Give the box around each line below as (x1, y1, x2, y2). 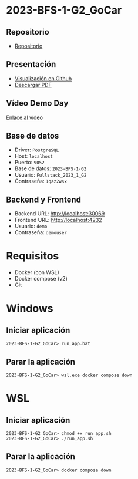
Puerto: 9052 (14, 159, 45, 166)
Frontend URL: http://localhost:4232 (14, 217, 102, 224)
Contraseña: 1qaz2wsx (14, 177, 68, 185)
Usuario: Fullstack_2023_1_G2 (14, 171, 87, 178)
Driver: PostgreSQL (14, 146, 59, 153)
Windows (6, 302, 53, 315)
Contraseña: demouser (14, 229, 68, 236)
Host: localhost (14, 153, 53, 160)
